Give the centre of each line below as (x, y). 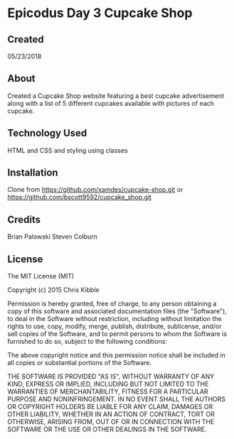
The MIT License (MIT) (41, 276)
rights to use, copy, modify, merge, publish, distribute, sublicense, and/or (115, 326)
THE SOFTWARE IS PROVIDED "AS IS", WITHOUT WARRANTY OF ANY (111, 376)
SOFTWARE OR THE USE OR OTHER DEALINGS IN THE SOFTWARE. (107, 429)
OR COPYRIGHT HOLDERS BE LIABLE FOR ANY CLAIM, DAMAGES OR (110, 407)
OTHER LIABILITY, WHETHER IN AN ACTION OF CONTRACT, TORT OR (111, 414)
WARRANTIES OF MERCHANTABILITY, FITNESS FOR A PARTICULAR (108, 391)
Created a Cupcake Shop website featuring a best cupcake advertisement (116, 96)
